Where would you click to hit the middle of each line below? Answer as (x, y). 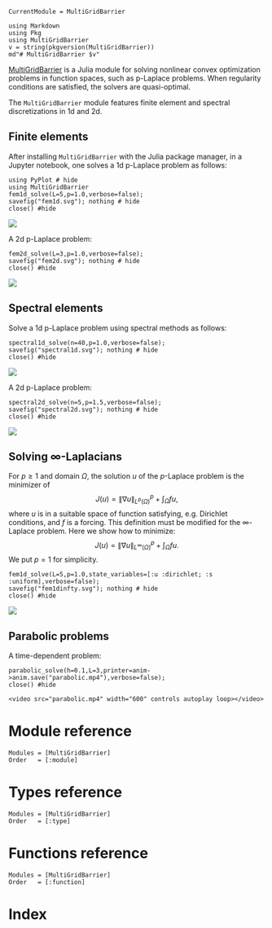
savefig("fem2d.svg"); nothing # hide (74, 260)
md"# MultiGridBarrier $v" (54, 55)
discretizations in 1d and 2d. (55, 111)
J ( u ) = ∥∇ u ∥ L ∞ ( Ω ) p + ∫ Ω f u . (137, 545)
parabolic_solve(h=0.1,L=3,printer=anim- (80, 671)
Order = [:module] (44, 760)
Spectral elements (56, 308)
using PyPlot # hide (44, 180)
